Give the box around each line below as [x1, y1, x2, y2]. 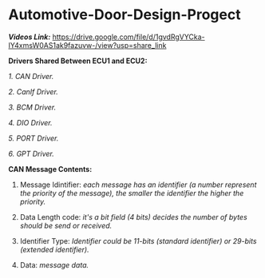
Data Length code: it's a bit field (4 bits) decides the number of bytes [19, 212, 247, 221]
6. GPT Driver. [8, 149, 54, 158]
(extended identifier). [19, 244, 89, 254]
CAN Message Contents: [8, 164, 93, 173]
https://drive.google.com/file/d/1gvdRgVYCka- [52, 32, 205, 42]
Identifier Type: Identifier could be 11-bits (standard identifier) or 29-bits [19, 236, 257, 245]
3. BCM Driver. [8, 102, 57, 112]
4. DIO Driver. [8, 117, 53, 127]
